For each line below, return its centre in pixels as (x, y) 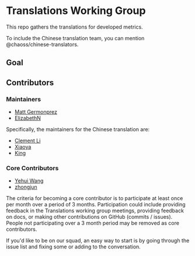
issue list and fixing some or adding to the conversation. (74, 247)
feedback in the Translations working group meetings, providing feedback (95, 211)
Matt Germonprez (36, 112)
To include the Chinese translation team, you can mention (75, 38)
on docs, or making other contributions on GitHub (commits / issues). (89, 217)
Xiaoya (23, 147)
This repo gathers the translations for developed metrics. (74, 27)
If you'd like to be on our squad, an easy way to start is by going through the (98, 241)
